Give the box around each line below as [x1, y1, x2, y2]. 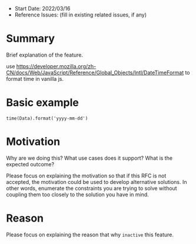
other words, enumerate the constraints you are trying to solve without [6, 184, 178, 192]
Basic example [6, 96, 79, 110]
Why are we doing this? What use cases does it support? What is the [6, 154, 172, 161]
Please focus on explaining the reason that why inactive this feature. [6, 231, 174, 238]
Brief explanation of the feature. [6, 51, 84, 58]
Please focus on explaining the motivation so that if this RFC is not [6, 172, 167, 179]
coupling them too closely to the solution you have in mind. [6, 191, 149, 198]
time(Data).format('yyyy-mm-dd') [6, 115, 88, 121]
